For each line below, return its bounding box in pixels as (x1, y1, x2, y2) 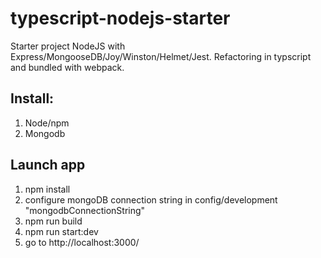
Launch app (10, 157, 86, 174)
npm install (24, 183, 71, 195)
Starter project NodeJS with (10, 40, 126, 52)
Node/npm (24, 117, 70, 129)
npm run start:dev (24, 225, 99, 237)
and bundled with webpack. (10, 61, 125, 73)
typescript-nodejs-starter (10, 7, 231, 30)
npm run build (24, 215, 83, 227)
